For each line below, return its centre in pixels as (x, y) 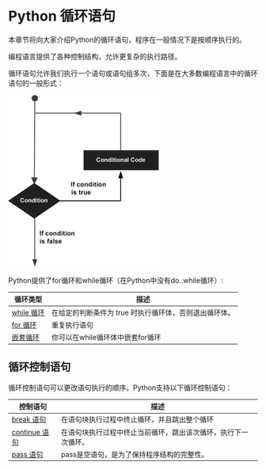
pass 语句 (27, 454)
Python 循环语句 (62, 16)
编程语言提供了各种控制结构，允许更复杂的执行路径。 (95, 56)
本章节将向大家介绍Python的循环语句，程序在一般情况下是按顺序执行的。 (127, 40)
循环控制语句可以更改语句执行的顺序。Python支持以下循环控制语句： (120, 388)
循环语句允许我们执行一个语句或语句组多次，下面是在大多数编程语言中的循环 (133, 73)
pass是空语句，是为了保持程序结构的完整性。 (135, 454)
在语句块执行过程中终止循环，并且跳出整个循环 (137, 419)
